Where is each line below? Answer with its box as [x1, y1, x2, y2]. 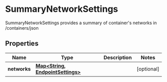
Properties [5, 40, 39, 48]
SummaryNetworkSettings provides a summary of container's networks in [5, 20, 157, 26]
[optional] [136, 65, 160, 72]
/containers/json [5, 25, 39, 31]
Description [103, 54, 132, 61]
